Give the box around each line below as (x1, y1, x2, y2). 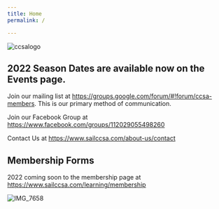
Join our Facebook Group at (7, 113, 88, 121)
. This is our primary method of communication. (34, 100, 171, 108)
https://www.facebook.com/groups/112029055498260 (7, 121, 165, 129)
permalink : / (7, 17, 45, 24)
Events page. (7, 73, 66, 85)
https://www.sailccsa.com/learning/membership (7, 180, 146, 189)
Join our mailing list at (7, 92, 71, 100)
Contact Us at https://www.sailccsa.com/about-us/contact (7, 134, 176, 142)
